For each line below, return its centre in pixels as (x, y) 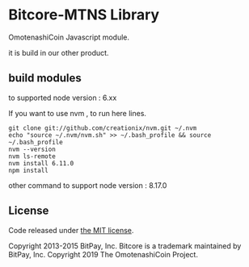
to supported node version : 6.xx (63, 98)
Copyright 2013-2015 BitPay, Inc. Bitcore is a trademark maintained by (125, 246)
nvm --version (32, 149)
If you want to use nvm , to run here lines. (78, 113)
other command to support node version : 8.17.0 (88, 185)
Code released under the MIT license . (71, 230)
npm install (28, 170)
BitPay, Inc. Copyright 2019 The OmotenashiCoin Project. (103, 254)
